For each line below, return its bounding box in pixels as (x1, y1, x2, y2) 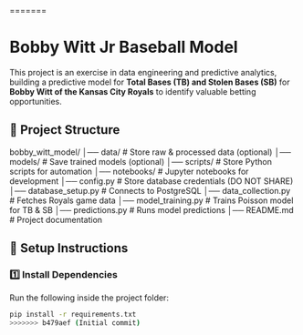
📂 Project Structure (9, 122, 120, 137)
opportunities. (9, 96, 62, 107)
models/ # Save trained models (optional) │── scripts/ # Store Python (9, 156, 272, 167)
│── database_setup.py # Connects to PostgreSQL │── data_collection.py (9, 185, 291, 196)
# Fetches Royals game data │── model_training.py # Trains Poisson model (9, 195, 294, 206)
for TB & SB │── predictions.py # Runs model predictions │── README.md (9, 204, 294, 215)
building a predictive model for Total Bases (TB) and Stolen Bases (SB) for (9, 76, 290, 87)
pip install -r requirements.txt (9, 310, 137, 320)
